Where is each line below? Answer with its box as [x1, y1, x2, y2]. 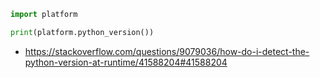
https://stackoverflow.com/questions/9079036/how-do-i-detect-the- [24, 45, 310, 57]
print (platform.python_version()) [10, 27, 155, 37]
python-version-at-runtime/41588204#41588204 [24, 56, 228, 68]
